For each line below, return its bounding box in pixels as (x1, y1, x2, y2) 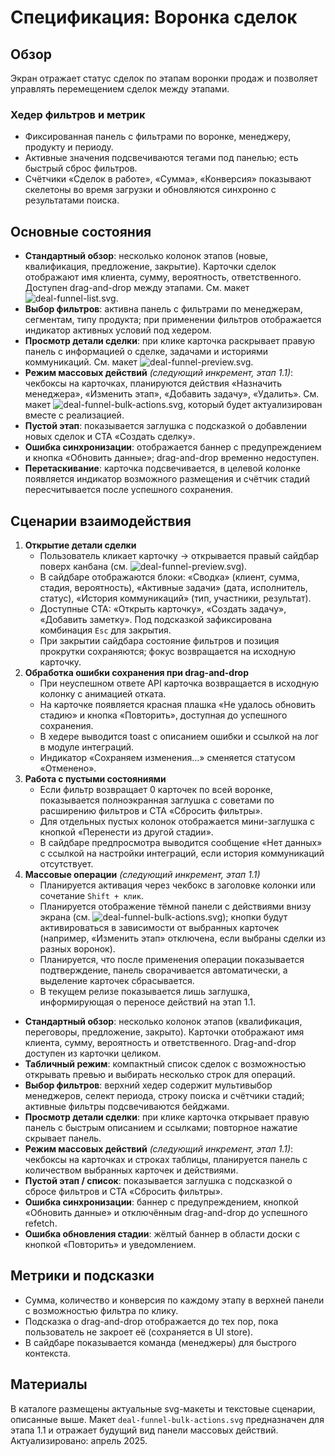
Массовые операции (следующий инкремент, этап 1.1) (24, 868, 261, 880)
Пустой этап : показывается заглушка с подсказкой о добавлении (24, 420, 308, 432)
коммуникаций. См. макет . (24, 356, 254, 368)
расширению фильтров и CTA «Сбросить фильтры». (39, 804, 263, 816)
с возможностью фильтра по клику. (24, 1304, 179, 1316)
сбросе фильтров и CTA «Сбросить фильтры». (24, 1185, 223, 1197)
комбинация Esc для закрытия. (39, 624, 172, 636)
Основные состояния (10, 223, 152, 240)
